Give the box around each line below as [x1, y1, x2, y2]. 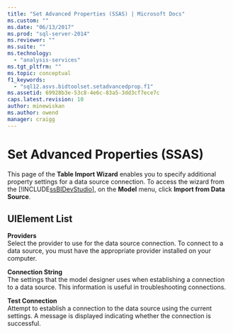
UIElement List [7, 213, 73, 225]
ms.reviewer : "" [7, 37, 55, 44]
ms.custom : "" [7, 17, 50, 24]
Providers [7, 232, 37, 240]
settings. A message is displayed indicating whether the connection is [7, 312, 211, 320]
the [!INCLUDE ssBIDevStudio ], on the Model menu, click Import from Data [7, 185, 225, 193]
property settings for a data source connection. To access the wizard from [7, 177, 225, 186]
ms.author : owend [7, 109, 59, 116]
